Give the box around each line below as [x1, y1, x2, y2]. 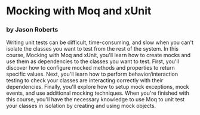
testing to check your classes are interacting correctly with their [6, 77, 163, 84]
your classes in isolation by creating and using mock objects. [6, 102, 156, 110]
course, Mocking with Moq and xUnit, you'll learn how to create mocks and [6, 52, 191, 59]
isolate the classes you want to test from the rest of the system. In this [6, 45, 179, 52]
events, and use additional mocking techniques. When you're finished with [6, 89, 190, 97]
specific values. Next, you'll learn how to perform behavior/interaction [6, 70, 179, 78]
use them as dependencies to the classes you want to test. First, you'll [6, 58, 179, 65]
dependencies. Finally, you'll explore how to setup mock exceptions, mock [6, 83, 189, 91]
